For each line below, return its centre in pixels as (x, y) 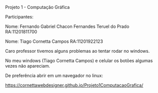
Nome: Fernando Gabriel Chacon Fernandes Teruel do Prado (67, 26)
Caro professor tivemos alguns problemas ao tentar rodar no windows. (78, 51)
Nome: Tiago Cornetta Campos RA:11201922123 (54, 41)
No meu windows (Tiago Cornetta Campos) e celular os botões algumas (79, 61)
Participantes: (19, 17)
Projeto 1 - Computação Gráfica (38, 7)
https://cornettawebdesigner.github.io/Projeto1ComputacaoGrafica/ (74, 85)
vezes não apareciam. (28, 66)
